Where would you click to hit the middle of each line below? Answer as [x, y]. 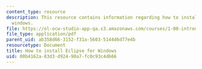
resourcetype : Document [36, 46]
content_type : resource [36, 12]
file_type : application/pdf [41, 34]
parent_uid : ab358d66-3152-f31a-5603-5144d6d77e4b [71, 40]
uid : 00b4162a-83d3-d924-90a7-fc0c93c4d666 [62, 56]
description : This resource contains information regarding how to [93, 17]
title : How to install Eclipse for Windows [62, 51]
